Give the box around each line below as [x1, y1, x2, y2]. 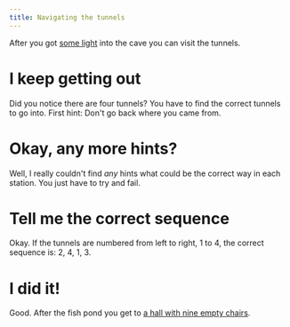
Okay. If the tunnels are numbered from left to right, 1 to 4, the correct [9, 237, 264, 249]
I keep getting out [9, 68, 141, 89]
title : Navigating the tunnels [9, 12, 125, 22]
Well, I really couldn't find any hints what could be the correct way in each [9, 168, 281, 179]
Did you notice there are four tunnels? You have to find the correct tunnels [9, 98, 281, 108]
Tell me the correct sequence [9, 208, 230, 228]
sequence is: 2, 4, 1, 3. [9, 247, 92, 258]
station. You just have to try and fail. [9, 177, 141, 187]
